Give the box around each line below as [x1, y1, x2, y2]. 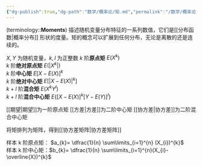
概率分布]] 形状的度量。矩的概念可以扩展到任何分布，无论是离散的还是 [13, 34, 188, 41]
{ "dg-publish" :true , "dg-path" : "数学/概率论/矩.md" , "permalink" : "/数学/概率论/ [6, 8, 199, 15]
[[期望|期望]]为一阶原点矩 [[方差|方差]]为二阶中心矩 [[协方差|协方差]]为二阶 [6, 106, 191, 113]
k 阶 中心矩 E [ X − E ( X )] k [6, 69, 63, 77]
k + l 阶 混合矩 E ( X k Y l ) [6, 84, 59, 92]
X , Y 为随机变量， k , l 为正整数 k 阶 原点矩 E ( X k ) [6, 53, 120, 61]
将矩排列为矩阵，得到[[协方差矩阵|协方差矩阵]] [6, 126, 122, 133]
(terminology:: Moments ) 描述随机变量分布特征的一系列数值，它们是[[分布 [6, 26, 189, 33]
